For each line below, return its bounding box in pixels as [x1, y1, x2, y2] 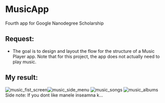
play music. [12, 59, 37, 65]
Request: [5, 35, 34, 43]
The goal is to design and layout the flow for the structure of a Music [12, 48, 155, 54]
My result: [5, 73, 38, 82]
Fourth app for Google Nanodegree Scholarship [5, 20, 104, 26]
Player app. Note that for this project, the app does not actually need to [12, 53, 160, 59]
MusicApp [5, 4, 49, 15]
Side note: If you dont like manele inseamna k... [5, 92, 103, 98]
